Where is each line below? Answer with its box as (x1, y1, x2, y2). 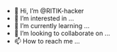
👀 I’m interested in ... (13, 14, 74, 22)
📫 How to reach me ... (13, 37, 80, 45)
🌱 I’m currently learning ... (13, 22, 90, 30)
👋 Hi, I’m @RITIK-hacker (13, 7, 84, 15)
